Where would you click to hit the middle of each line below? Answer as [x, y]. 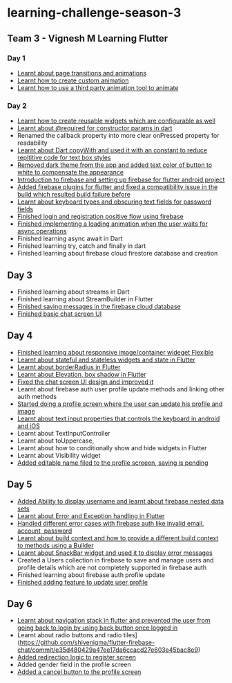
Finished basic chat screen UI [59, 314]
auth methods [37, 396]
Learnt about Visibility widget [59, 455]
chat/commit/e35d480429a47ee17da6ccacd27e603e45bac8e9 [108, 650]
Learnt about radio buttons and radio [69, 635]
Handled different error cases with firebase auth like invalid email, [110, 523]
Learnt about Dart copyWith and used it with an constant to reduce [112, 150]
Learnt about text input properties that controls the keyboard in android [118, 418]
